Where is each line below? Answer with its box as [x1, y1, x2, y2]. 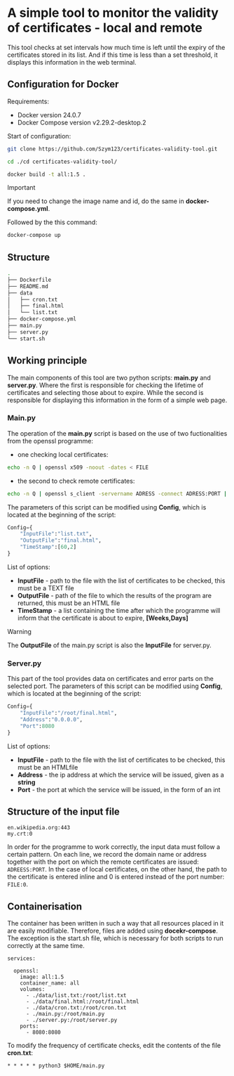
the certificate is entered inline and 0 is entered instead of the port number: [7, 873, 225, 881]
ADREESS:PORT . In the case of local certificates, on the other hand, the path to [7, 865, 228, 874]
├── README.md [7, 283, 49, 290]
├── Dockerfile [7, 276, 52, 283]
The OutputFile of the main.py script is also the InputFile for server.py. [7, 641, 212, 649]
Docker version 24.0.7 [17, 110, 82, 119]
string [17, 778, 36, 786]
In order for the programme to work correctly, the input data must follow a [7, 843, 221, 851]
